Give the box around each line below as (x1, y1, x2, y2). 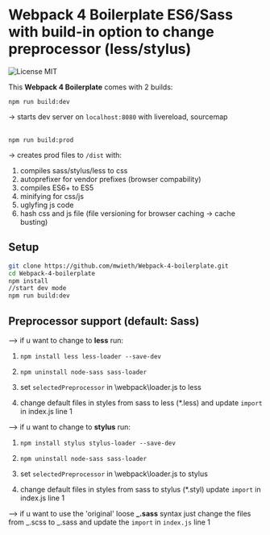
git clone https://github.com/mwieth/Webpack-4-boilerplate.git (8, 262, 229, 270)
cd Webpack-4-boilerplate (8, 269, 95, 277)
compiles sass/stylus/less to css (19, 165, 128, 175)
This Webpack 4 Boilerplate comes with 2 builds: (8, 82, 173, 92)
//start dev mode (8, 284, 67, 292)
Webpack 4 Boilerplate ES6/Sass (8, 6, 234, 24)
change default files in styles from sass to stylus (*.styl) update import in (19, 484, 261, 494)
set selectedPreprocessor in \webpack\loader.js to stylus (19, 469, 208, 479)
